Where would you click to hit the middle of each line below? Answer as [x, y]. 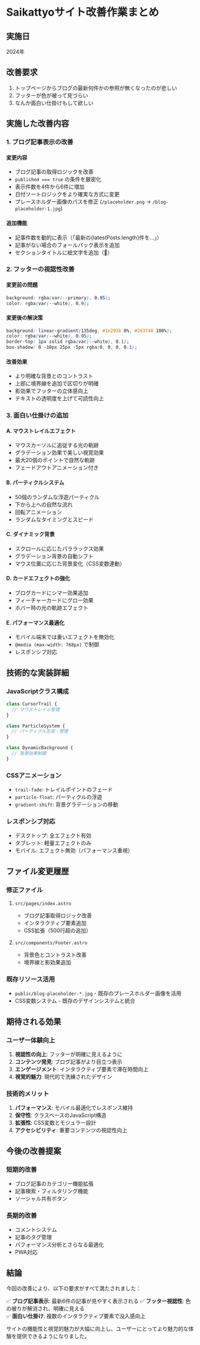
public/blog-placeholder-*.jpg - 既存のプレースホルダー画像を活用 [98, 993]
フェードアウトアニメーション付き [57, 468]
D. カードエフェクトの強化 [38, 579]
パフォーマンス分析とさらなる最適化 [59, 1244]
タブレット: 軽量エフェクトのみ [53, 843]
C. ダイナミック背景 [30, 534]
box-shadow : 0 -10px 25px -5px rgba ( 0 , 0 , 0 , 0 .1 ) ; [72, 348]
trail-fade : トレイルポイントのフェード [64, 790]
